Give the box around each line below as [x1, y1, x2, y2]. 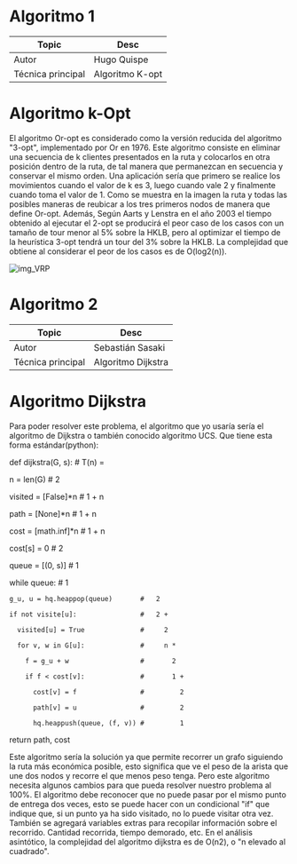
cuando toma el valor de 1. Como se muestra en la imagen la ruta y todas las [9, 189, 288, 200]
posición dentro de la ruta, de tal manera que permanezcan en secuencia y [9, 161, 284, 171]
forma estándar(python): [9, 440, 99, 450]
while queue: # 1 [9, 577, 69, 588]
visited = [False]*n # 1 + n [9, 491, 105, 502]
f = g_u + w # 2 [25, 656, 176, 665]
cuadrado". [9, 845, 51, 856]
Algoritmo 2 [9, 295, 98, 314]
